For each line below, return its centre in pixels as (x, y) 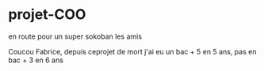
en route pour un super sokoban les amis (75, 36)
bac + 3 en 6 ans (36, 60)
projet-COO (47, 15)
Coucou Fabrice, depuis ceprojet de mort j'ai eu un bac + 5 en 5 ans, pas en (132, 51)
